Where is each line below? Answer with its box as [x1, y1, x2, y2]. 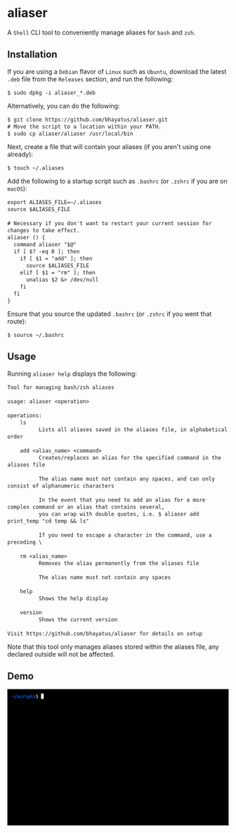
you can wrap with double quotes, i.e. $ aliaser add [38, 510, 199, 518]
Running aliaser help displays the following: [7, 369, 137, 378]
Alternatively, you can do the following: [7, 101, 120, 110]
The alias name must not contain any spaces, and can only [38, 475, 216, 483]
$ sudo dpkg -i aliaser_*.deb [7, 89, 96, 96]
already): [7, 150, 34, 158]
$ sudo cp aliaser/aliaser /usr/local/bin [7, 130, 133, 137]
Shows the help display [38, 594, 109, 602]
